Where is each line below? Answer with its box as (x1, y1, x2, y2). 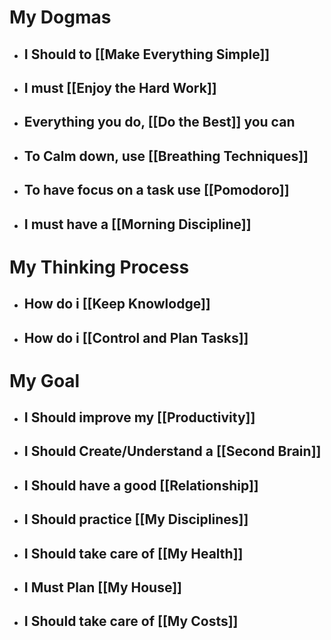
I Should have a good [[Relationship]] (23, 477, 259, 494)
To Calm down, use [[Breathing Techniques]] (23, 147, 309, 165)
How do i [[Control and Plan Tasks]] (23, 329, 249, 346)
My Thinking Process (9, 256, 190, 278)
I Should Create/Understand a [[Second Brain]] (23, 443, 322, 460)
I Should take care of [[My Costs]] (23, 613, 239, 630)
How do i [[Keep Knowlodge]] (23, 296, 211, 313)
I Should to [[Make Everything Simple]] (23, 46, 271, 63)
